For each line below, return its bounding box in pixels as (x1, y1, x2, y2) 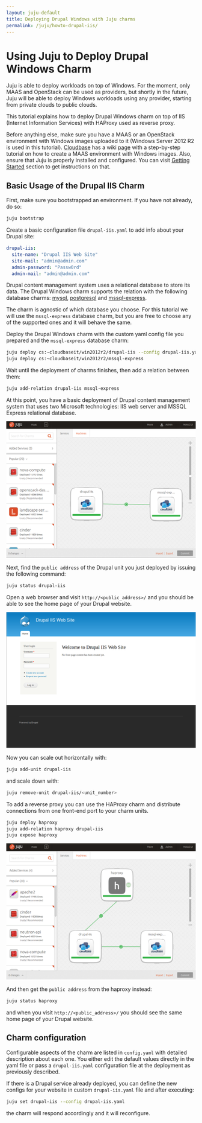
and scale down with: (6, 777, 59, 784)
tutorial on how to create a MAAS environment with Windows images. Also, (6, 150, 192, 157)
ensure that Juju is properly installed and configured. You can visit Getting (6, 157, 190, 164)
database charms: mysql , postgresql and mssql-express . (6, 294, 147, 302)
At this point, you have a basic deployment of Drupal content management (6, 396, 191, 404)
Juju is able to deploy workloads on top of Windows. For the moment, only (6, 82, 191, 89)
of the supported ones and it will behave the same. (6, 319, 132, 326)
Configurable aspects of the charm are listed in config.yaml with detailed (6, 1049, 188, 1056)
